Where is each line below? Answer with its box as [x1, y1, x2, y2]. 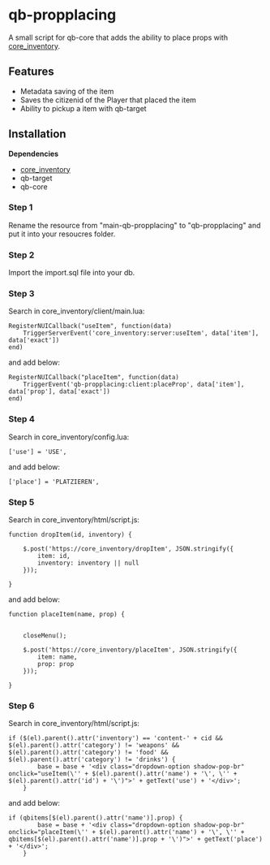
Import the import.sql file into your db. [8, 268, 135, 278]
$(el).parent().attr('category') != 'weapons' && [8, 742, 180, 750]
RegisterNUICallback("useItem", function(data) [8, 322, 173, 331]
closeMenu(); [23, 632, 67, 640]
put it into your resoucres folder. [8, 229, 116, 239]
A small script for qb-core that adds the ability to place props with [8, 32, 229, 42]
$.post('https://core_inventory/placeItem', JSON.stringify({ [23, 646, 238, 655]
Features [8, 65, 54, 79]
